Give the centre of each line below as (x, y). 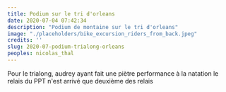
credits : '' (25, 40)
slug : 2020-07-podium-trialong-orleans (66, 47)
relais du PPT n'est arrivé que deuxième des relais (80, 81)
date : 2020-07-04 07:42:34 (47, 21)
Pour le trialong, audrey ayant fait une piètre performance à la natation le (113, 73)
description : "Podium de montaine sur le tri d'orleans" (93, 27)
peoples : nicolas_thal (41, 54)
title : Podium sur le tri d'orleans (61, 14)
